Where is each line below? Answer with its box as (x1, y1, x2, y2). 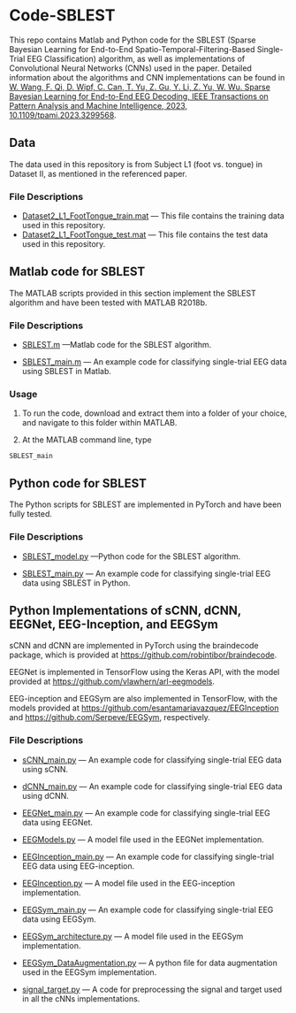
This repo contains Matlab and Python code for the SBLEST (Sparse (9, 35, 256, 45)
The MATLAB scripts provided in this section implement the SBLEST (9, 288, 256, 298)
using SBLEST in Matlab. (21, 366, 112, 377)
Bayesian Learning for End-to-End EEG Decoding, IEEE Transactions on (9, 90, 269, 102)
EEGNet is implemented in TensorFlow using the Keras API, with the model (9, 667, 280, 678)
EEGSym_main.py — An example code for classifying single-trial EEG (21, 904, 274, 915)
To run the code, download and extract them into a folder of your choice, (21, 408, 287, 418)
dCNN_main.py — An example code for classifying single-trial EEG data (21, 780, 283, 792)
